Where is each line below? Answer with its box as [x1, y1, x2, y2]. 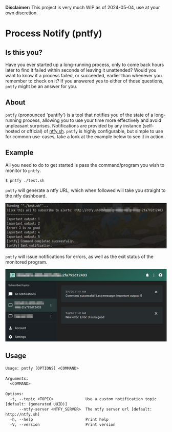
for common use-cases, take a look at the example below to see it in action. [5, 133, 165, 140]
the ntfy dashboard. [5, 192, 47, 199]
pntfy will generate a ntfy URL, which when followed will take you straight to [5, 187, 166, 193]
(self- [142, 122, 154, 128]
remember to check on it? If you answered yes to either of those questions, [5, 78, 164, 84]
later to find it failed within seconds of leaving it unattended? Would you [5, 67, 157, 73]
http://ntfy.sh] [5, 412, 40, 417]
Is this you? [5, 48, 42, 57]
